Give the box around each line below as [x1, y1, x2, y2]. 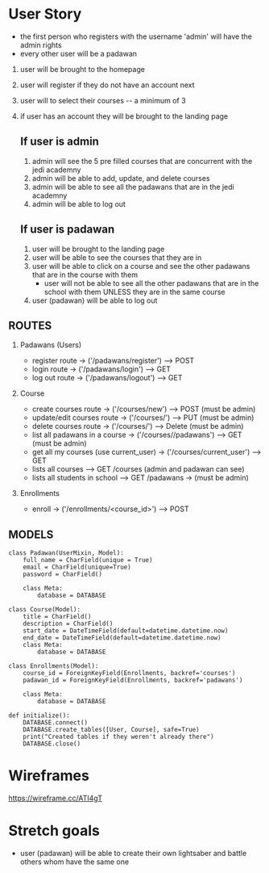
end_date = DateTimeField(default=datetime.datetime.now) [23, 634, 221, 642]
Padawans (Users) [19, 340, 82, 350]
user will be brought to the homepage [19, 64, 145, 73]
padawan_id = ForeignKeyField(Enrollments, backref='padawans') [23, 676, 243, 685]
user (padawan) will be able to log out [31, 296, 158, 305]
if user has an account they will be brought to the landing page [19, 111, 228, 121]
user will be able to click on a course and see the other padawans [31, 261, 250, 271]
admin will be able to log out [31, 199, 126, 208]
